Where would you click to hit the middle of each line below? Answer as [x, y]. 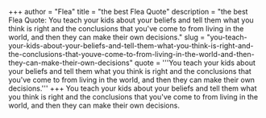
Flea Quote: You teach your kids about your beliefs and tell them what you [131, 20]
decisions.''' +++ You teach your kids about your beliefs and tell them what [133, 88]
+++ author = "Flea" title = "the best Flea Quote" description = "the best [128, 12]
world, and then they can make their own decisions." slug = [107, 37]
